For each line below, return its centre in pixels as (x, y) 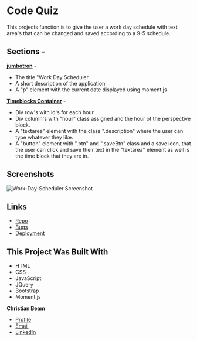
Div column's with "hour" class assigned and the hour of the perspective (103, 118)
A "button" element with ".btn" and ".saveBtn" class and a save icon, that (103, 143)
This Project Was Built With (57, 252)
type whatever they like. (44, 137)
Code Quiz (33, 11)
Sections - (26, 52)
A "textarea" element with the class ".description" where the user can (99, 131)
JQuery (24, 285)
